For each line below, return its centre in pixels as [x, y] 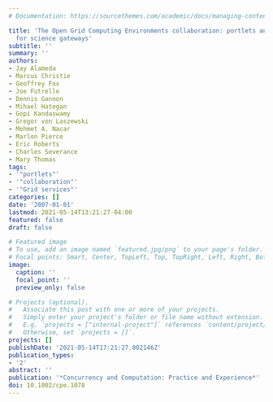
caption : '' [36, 272]
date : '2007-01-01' [41, 204]
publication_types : [41, 355]
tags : [17, 167]
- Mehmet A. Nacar [39, 129]
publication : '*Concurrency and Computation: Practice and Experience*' [134, 378]
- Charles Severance [43, 151]
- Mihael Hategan [38, 107]
